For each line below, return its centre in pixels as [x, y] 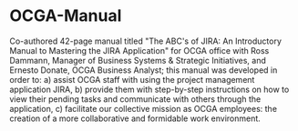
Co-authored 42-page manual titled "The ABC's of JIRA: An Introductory [146, 41]
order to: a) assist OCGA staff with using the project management [132, 79]
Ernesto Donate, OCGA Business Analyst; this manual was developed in [144, 70]
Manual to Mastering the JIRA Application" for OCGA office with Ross [139, 50]
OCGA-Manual [66, 16]
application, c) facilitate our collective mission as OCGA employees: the [144, 108]
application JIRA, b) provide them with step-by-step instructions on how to [149, 89]
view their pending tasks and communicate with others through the [135, 99]
